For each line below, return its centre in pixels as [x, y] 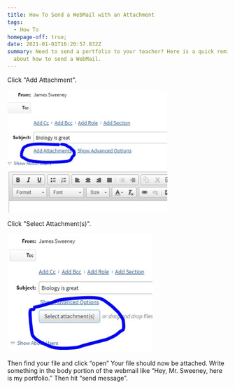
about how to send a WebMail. [57, 59]
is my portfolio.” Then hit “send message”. [67, 378]
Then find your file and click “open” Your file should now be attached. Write [116, 363]
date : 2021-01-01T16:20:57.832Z [54, 44]
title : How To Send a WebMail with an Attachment [81, 15]
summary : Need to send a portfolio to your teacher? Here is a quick [111, 52]
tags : [15, 22]
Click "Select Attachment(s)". [49, 223]
